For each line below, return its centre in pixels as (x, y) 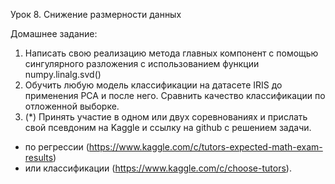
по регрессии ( (57, 147)
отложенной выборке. (72, 106)
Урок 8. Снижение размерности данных (96, 14)
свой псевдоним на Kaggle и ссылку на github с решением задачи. (168, 127)
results (39, 157)
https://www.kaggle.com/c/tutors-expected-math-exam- (205, 147)
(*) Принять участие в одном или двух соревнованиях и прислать (166, 117)
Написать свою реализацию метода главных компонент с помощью (171, 53)
